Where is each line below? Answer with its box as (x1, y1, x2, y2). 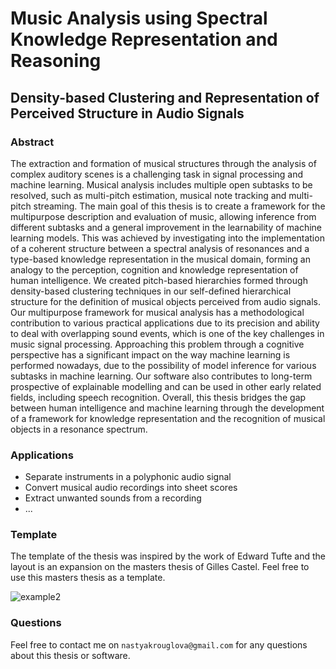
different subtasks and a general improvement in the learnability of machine (10, 221, 322, 233)
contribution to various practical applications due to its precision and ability (10, 317, 320, 329)
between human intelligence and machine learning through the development (10, 402, 325, 414)
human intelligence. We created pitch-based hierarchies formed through (10, 274, 308, 286)
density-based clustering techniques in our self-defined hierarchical (10, 285, 292, 297)
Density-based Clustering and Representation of (10, 89, 320, 106)
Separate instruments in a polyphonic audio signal (24, 471, 232, 483)
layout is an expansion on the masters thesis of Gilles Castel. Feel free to (10, 561, 310, 573)
